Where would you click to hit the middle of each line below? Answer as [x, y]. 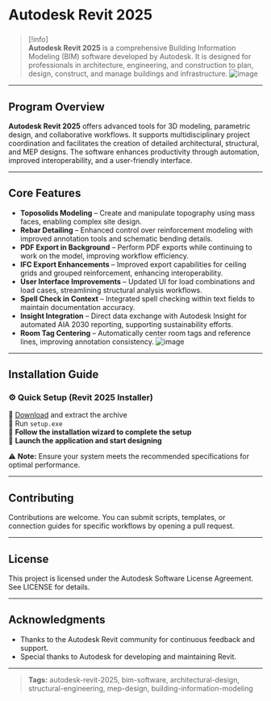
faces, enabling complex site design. [81, 221]
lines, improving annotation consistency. [87, 342]
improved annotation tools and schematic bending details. [116, 238]
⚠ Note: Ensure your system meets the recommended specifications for [129, 456]
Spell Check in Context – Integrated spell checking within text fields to [138, 298]
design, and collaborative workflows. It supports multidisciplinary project [129, 134]
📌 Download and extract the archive [68, 415]
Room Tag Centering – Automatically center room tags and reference [135, 333]
